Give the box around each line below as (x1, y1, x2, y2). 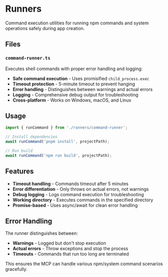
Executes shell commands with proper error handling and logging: (5, 66, 143, 72)
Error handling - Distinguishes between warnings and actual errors (12, 86, 153, 92)
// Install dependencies (5, 134, 58, 140)
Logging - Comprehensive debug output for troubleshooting (12, 91, 139, 98)
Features (5, 167, 34, 176)
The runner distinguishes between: (5, 230, 78, 236)
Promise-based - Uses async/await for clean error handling (12, 202, 138, 208)
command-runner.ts (5, 55, 51, 61)
